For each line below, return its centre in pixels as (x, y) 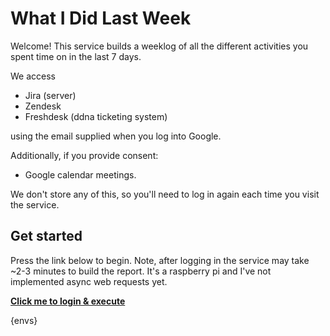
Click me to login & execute (68, 301)
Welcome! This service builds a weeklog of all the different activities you (159, 46)
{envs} (24, 320)
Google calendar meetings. (80, 174)
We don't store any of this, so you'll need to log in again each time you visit (165, 194)
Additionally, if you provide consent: (84, 155)
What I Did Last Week (101, 18)
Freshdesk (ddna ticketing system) (96, 116)
